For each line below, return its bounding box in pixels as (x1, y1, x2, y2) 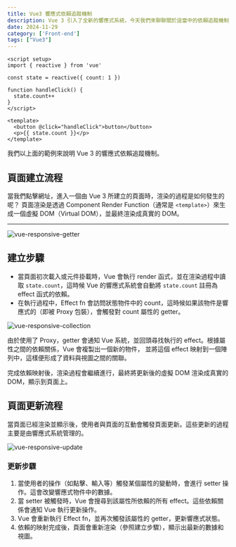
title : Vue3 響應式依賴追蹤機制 (7, 10, 93, 18)
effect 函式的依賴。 (17, 289, 74, 298)
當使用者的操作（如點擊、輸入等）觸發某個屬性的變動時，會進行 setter (17, 479, 221, 487)
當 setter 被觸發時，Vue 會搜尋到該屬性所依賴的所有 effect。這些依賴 (17, 496, 218, 505)
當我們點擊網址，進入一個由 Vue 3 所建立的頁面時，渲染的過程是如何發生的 (7, 191, 225, 200)
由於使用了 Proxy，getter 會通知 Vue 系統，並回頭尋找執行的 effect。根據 (7, 336, 220, 344)
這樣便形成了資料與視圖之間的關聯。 (25, 353, 131, 362)
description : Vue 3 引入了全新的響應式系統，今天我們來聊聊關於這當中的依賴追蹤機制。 (7, 17, 235, 24)
